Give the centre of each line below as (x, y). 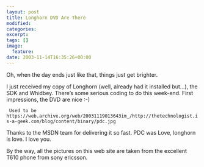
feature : (23, 52)
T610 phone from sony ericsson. (47, 157)
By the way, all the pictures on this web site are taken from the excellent (97, 151)
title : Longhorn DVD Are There (46, 18)
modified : (19, 23)
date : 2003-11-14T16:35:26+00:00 (49, 57)
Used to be (23, 110)
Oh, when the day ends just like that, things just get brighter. (82, 74)
